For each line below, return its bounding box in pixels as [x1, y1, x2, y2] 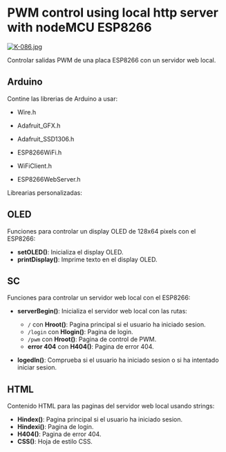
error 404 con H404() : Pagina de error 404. [27, 342, 154, 351]
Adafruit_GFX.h [17, 121, 61, 130]
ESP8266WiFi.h [17, 148, 62, 157]
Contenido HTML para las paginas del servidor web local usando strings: [7, 402, 215, 410]
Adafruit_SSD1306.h [17, 134, 75, 143]
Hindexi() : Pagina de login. [17, 423, 94, 431]
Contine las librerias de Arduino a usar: [7, 94, 118, 103]
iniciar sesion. [17, 363, 57, 372]
